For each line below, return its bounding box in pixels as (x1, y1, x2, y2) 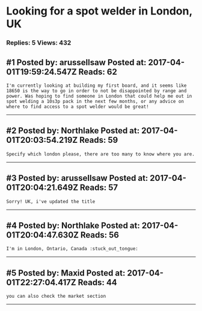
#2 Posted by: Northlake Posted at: (6, 125, 140, 136)
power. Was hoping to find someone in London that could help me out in (6, 93, 192, 99)
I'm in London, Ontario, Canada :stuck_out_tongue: (6, 246, 138, 252)
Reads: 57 (80, 183, 118, 193)
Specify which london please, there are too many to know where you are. (6, 151, 195, 157)
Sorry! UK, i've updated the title (6, 198, 96, 204)
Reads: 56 (80, 230, 119, 240)
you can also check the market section (6, 294, 106, 300)
